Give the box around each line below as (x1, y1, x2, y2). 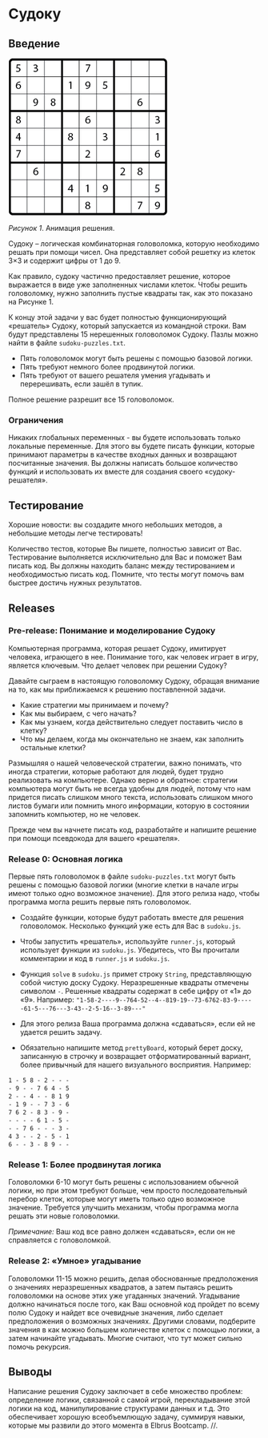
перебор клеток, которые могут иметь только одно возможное (8, 1194, 226, 1204)
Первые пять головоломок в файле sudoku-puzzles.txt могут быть (8, 871, 236, 882)
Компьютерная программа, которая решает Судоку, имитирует (8, 643, 226, 653)
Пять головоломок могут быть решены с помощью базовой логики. (19, 353, 254, 363)
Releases (8, 601, 55, 615)
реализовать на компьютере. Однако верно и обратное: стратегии (8, 775, 238, 785)
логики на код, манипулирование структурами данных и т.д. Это (8, 1404, 230, 1413)
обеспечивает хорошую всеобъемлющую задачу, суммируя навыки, (8, 1412, 246, 1421)
